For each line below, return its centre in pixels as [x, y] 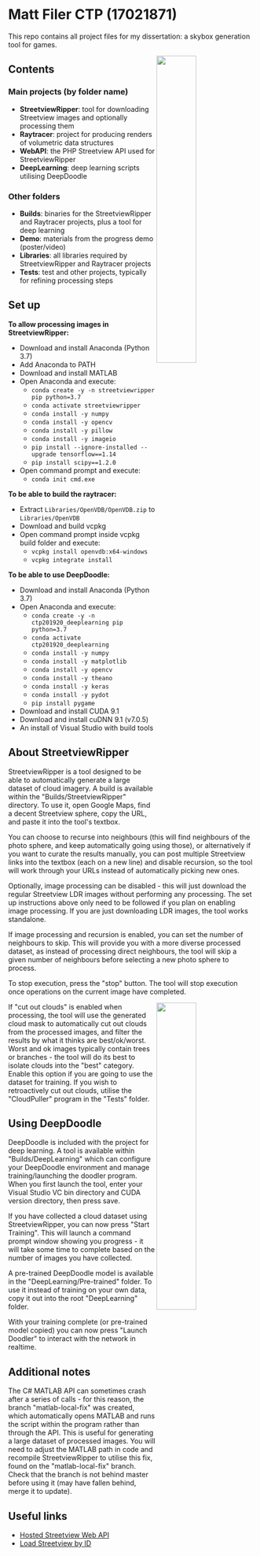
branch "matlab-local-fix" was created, [71, 1408]
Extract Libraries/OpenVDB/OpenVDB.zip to [87, 509]
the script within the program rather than [74, 1424]
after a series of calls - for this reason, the [76, 1399]
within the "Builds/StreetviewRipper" [67, 796]
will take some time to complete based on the [82, 1250]
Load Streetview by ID [55, 1543]
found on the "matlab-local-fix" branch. [72, 1466]
